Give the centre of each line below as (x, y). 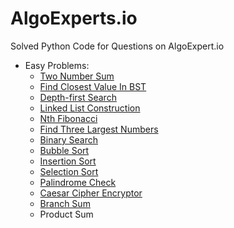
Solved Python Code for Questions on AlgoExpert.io (117, 46)
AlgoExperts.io (74, 18)
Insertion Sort (68, 161)
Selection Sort (69, 171)
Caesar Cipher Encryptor (91, 193)
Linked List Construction (90, 108)
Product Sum (66, 214)
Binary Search (69, 139)
